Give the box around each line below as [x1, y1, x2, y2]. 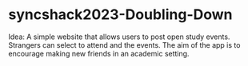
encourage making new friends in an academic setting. [8, 49, 190, 58]
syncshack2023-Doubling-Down [8, 6, 233, 24]
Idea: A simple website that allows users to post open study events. [8, 32, 230, 41]
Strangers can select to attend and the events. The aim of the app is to [8, 40, 241, 49]
